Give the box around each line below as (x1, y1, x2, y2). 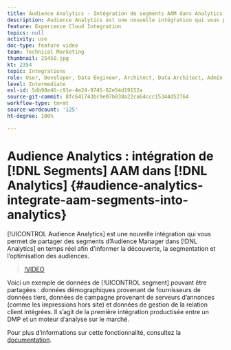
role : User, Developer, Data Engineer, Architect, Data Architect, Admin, (7, 74, 226, 81)
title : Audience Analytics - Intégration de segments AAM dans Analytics (7, 10, 223, 17)
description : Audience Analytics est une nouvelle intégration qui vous (7, 17, 220, 23)
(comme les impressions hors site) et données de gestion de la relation (7, 300, 208, 309)
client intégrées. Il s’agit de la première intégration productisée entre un (7, 307, 210, 316)
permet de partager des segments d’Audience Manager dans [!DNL (7, 237, 198, 245)
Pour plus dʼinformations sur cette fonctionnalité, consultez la (7, 328, 181, 336)
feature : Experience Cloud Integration (7, 23, 122, 30)
